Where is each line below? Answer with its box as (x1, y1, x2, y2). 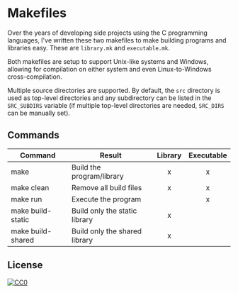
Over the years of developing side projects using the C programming (7, 28, 208, 37)
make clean (11, 182, 50, 192)
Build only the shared (71, 226, 142, 236)
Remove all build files (71, 182, 142, 192)
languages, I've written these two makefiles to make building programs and (7, 35, 227, 44)
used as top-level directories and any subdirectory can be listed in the (7, 94, 212, 102)
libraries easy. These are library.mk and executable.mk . (7, 43, 170, 52)
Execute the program (71, 194, 142, 204)
